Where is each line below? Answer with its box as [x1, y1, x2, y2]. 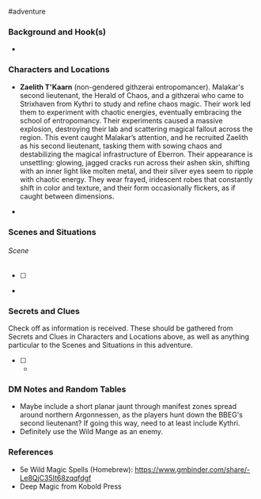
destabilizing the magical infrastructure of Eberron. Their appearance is [19, 149, 253, 159]
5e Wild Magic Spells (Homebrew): [19, 464, 133, 474]
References [8, 447, 54, 458]
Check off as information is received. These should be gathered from [8, 323, 233, 333]
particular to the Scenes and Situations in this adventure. [8, 340, 193, 350]
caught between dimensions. [19, 191, 115, 201]
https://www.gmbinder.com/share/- [134, 464, 251, 474]
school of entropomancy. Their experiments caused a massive [19, 115, 223, 125]
